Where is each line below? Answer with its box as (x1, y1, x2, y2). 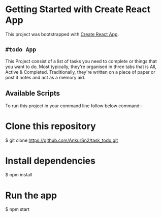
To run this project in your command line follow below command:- (5, 103, 143, 109)
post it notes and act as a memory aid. (5, 74, 85, 80)
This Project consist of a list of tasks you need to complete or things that (5, 58, 157, 64)
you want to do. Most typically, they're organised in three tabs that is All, (5, 64, 156, 70)
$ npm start (5, 206, 29, 212)
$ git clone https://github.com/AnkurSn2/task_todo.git (5, 137, 118, 143)
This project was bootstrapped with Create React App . (5, 31, 119, 37)
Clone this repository (5, 120, 96, 132)
